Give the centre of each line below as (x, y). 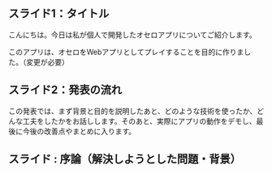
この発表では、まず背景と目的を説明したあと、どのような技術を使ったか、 (133, 111)
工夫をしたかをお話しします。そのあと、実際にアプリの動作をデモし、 (140, 121)
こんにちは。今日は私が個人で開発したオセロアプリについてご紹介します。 (133, 35)
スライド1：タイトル (59, 14)
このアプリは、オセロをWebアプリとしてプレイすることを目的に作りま (126, 52)
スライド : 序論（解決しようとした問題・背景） (125, 159)
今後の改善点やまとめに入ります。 (79, 131)
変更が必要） (47, 61)
